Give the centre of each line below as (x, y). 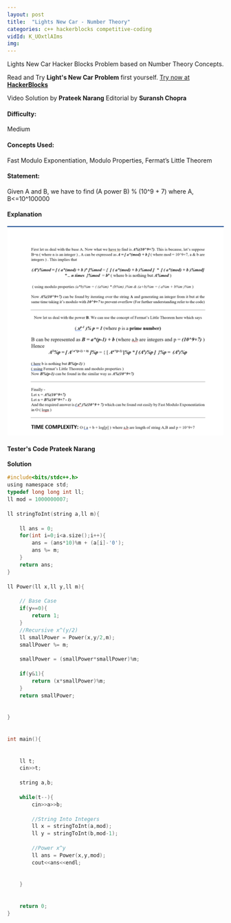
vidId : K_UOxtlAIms (35, 37)
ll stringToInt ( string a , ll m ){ (53, 514)
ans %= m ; (46, 550)
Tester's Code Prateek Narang (51, 448)
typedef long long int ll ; (46, 492)
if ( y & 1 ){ (32, 674)
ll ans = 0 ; (36, 528)
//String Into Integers (66, 819)
